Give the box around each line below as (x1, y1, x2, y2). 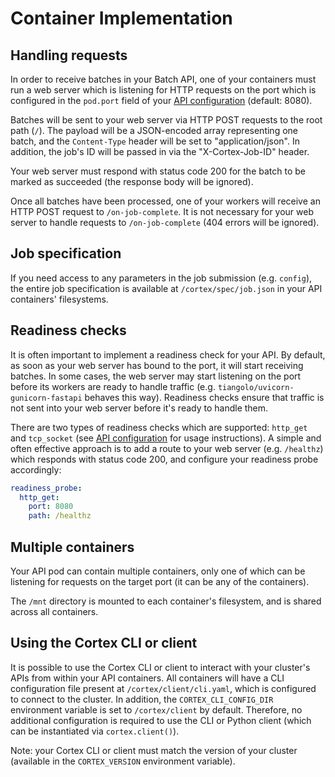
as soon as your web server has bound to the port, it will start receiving (10, 359, 304, 371)
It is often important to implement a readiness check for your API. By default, (10, 348, 326, 361)
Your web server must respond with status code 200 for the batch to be (10, 165, 306, 177)
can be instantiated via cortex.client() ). (10, 725, 180, 737)
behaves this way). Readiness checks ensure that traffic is (84, 391, 325, 403)
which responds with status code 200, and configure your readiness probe (10, 453, 319, 465)
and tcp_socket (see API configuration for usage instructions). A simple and (10, 432, 322, 444)
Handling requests (10, 47, 128, 64)
